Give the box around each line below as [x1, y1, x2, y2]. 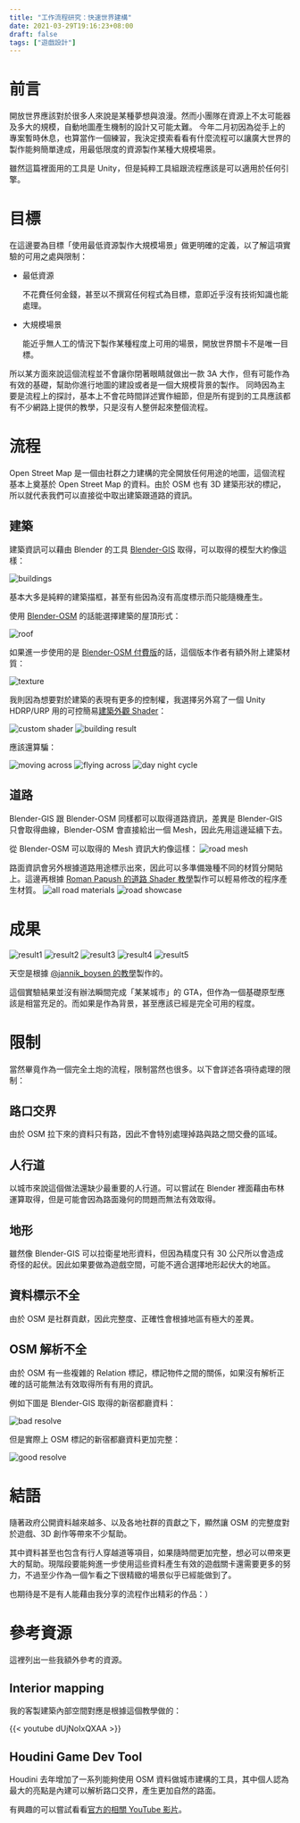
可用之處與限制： [24, 251, 87, 262]
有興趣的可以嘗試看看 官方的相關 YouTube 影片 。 [9, 1804, 187, 1815]
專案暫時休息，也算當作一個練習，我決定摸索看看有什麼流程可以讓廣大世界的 [9, 133, 291, 144]
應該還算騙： [9, 741, 56, 752]
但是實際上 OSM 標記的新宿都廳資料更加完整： [9, 1434, 181, 1444]
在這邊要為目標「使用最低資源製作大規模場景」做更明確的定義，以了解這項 [9, 240, 283, 251]
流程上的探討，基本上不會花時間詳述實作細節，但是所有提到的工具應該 [24, 390, 283, 402]
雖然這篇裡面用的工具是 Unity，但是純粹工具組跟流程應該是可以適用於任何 [9, 163, 281, 174]
